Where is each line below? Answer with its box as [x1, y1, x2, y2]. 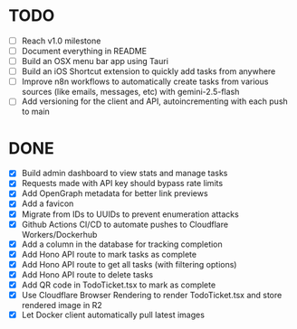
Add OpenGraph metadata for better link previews [21, 188, 209, 199]
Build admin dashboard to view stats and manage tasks [21, 168, 228, 179]
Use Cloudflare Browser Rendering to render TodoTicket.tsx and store [21, 289, 283, 300]
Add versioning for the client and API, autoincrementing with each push [21, 96, 289, 107]
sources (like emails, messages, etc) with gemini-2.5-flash [21, 87, 240, 98]
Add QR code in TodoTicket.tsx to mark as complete [21, 279, 216, 290]
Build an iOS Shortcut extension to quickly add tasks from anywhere [21, 66, 276, 77]
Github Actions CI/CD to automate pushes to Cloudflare [21, 219, 228, 230]
